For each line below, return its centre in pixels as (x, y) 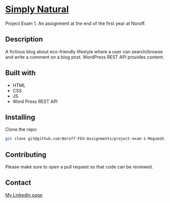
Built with (20, 73)
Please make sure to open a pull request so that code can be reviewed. (79, 167)
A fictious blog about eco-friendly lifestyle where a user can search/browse (84, 51)
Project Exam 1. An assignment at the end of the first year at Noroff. (75, 23)
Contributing (26, 155)
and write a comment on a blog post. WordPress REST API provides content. (85, 57)
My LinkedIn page (24, 195)
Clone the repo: (22, 129)
